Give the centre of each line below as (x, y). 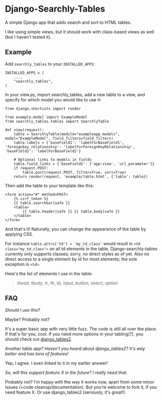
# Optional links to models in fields (53, 159)
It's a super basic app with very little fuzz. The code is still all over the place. (81, 329)
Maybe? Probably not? (27, 319)
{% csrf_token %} (31, 199)
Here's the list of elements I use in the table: (49, 273)
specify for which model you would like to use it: (53, 100)
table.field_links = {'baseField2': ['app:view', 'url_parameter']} (84, 164)
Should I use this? (23, 310)
